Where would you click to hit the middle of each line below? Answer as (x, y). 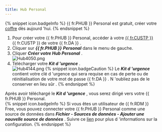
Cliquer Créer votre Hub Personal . (47, 53)
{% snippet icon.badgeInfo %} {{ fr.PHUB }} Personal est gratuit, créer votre (81, 23)
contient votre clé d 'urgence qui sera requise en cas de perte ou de (80, 73)
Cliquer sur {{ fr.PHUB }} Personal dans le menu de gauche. (73, 48)
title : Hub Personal (26, 9)
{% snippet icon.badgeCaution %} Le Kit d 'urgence (98, 69)
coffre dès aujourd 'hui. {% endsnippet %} (47, 28)
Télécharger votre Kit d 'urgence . (46, 63)
